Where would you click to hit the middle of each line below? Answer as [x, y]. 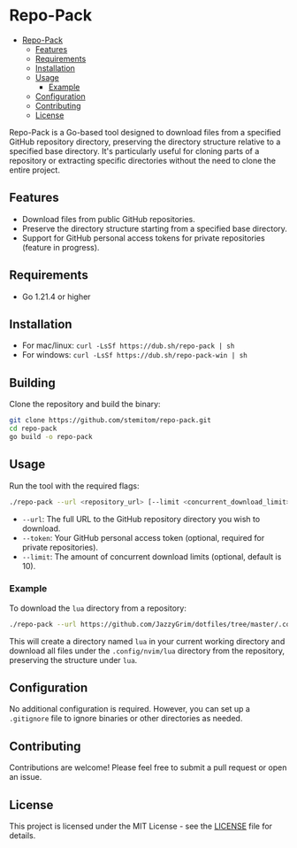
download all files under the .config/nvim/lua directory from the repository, [147, 651]
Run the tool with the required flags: [74, 486]
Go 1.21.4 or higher [56, 297]
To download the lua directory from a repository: [98, 608]
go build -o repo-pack [51, 436]
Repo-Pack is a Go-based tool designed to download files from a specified [145, 132]
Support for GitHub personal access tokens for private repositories [143, 238]
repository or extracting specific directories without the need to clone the [143, 160]
